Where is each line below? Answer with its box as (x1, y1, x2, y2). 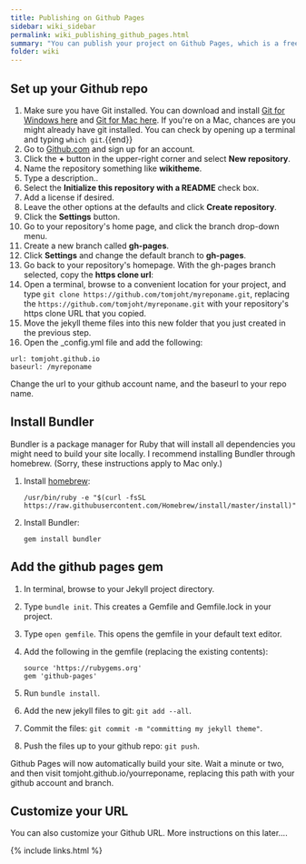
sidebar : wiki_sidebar (10, 22, 96, 31)
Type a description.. (23, 172, 99, 183)
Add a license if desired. (23, 192, 114, 203)
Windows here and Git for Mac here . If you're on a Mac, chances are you (23, 115, 296, 126)
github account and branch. (10, 777, 114, 788)
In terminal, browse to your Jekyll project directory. (23, 583, 215, 594)
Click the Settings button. (23, 211, 121, 222)
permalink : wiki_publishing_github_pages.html (10, 30, 190, 39)
